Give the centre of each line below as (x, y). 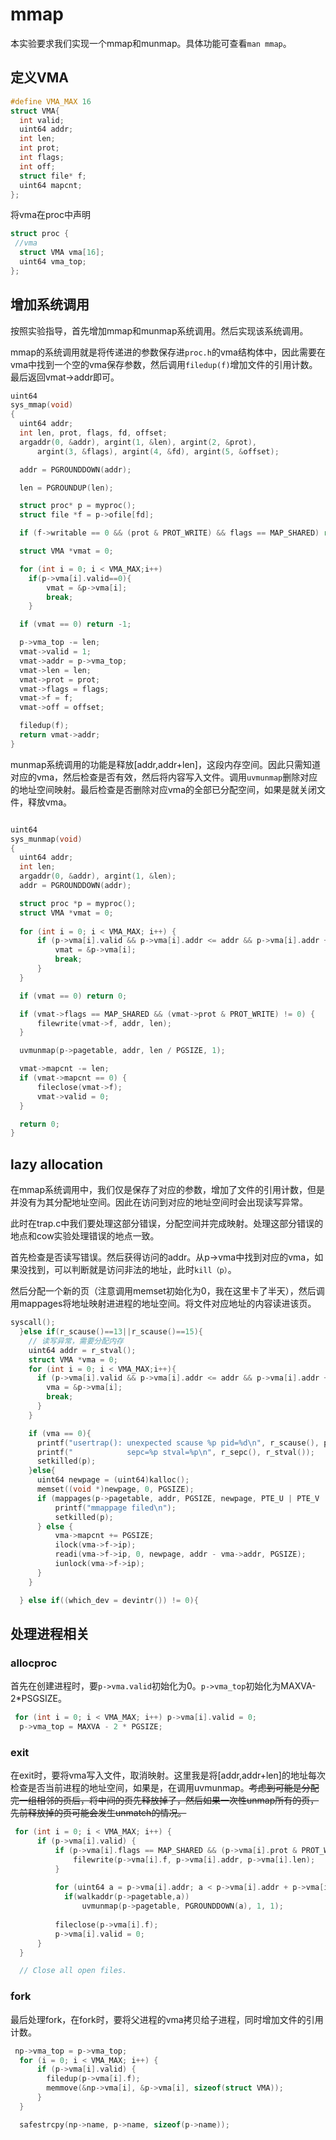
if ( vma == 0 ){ (60, 1433)
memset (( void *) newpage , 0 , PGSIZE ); (115, 1489)
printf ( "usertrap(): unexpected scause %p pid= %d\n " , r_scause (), (178, 1443)
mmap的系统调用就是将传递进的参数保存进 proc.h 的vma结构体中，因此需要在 (168, 352)
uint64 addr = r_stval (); (82, 1350)
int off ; (37, 166)
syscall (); (33, 1323)
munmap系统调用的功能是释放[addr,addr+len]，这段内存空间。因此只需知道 (165, 764)
